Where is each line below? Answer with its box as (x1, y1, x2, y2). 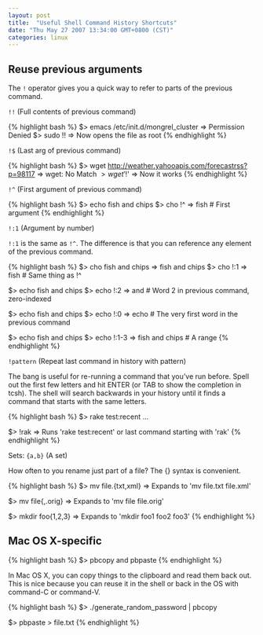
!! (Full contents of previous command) (8, 107, 137, 116)
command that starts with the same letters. (8, 397, 147, 406)
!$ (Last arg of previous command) (8, 146, 122, 156)
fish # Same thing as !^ (8, 270, 82, 280)
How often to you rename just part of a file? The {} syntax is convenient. (8, 466, 241, 475)
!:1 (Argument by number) (8, 223, 95, 233)
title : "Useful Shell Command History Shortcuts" (8, 19, 177, 27)
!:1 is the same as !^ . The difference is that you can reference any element (8, 239, 252, 248)
